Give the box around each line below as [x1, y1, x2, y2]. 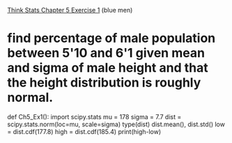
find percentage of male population [7, 31, 216, 46]
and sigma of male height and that [7, 60, 208, 76]
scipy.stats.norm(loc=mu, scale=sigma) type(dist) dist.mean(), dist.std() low [7, 120, 225, 128]
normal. [7, 90, 54, 105]
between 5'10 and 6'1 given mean [7, 45, 206, 61]
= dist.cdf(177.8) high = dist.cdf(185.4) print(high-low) [7, 127, 162, 135]
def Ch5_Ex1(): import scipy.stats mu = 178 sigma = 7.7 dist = [7, 112, 182, 121]
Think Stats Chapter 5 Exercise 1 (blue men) [7, 6, 133, 14]
